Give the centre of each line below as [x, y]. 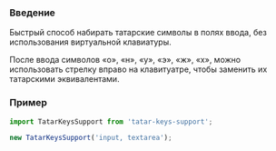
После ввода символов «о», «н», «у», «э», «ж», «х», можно [125, 60]
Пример [29, 103]
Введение [33, 13]
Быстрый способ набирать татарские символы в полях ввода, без [138, 33]
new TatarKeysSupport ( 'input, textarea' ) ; [91, 138]
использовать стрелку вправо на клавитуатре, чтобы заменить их [138, 69]
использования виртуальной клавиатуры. [91, 42]
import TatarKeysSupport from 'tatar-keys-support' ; [111, 121]
